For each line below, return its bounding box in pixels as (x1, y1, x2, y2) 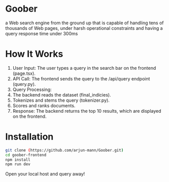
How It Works (5, 49, 63, 60)
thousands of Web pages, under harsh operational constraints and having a (5, 25, 163, 31)
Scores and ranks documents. (12, 102, 76, 109)
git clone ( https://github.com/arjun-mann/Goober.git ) (5, 148, 124, 153)
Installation (5, 131, 54, 143)
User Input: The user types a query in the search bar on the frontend (12, 65, 156, 71)
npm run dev (5, 162, 30, 167)
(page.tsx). (12, 70, 36, 76)
